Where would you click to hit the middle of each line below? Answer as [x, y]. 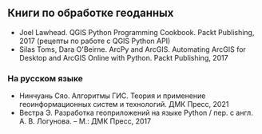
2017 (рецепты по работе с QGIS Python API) [95, 41]
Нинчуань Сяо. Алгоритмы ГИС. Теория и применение [112, 96]
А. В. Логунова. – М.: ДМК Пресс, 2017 [85, 121]
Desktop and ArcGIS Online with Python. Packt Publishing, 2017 [123, 57]
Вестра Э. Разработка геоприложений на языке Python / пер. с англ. [136, 113]
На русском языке [45, 78]
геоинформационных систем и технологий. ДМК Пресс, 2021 [124, 104]
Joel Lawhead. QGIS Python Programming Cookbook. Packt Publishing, [137, 32]
